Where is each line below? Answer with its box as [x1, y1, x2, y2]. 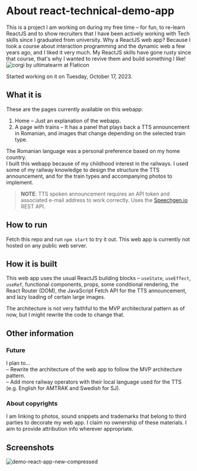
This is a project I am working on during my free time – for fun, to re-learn [6, 24, 185, 31]
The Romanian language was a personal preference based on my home [6, 147, 180, 154]
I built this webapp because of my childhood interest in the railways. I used [6, 160, 189, 167]
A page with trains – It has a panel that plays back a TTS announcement [14, 123, 190, 131]
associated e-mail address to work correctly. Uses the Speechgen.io [20, 196, 188, 203]
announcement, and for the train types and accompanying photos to [6, 173, 173, 180]
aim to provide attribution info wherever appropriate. [6, 425, 134, 433]
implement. [6, 178, 34, 186]
